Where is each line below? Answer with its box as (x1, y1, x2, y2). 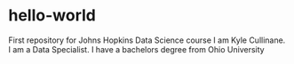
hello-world (8, 5, 97, 26)
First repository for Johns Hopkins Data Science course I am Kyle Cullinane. (8, 35, 286, 45)
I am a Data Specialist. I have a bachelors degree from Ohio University (8, 44, 265, 54)
